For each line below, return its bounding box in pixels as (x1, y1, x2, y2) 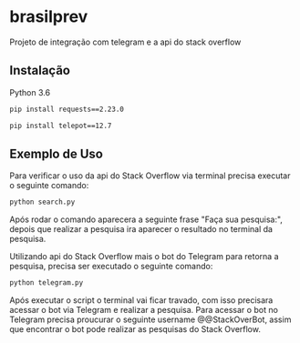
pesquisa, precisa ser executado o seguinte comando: (9, 261, 213, 272)
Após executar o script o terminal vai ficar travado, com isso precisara (9, 295, 274, 306)
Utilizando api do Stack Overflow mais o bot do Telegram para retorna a (9, 251, 280, 262)
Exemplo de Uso (9, 146, 103, 161)
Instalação (9, 63, 71, 78)
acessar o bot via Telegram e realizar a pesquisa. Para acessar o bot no (9, 305, 278, 316)
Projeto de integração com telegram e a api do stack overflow (9, 36, 242, 47)
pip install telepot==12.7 (9, 121, 112, 130)
